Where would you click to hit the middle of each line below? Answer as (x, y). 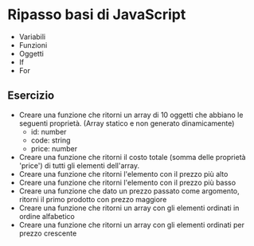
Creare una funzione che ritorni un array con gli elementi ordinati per (131, 225)
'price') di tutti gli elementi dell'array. (79, 166)
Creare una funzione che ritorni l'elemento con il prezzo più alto (123, 174)
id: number (49, 131)
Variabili (32, 37)
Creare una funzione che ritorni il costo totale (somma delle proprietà (132, 157)
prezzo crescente (48, 233)
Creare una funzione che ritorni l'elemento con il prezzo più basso (127, 182)
